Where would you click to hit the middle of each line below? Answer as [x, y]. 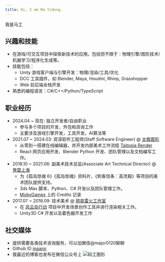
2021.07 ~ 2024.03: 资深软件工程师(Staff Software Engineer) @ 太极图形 [86, 139]
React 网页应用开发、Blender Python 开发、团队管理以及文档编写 [86, 152]
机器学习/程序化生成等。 [37, 60]
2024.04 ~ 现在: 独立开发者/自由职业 [49, 121]
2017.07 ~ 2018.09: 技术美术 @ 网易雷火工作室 [59, 201]
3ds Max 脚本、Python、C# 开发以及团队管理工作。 [72, 189]
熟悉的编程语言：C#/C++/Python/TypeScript [58, 91]
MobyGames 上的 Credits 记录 [50, 195]
